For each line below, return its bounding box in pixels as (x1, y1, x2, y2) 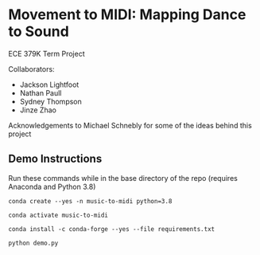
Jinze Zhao (19, 105, 57, 115)
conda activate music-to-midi (8, 211, 109, 219)
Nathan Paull (19, 88, 62, 97)
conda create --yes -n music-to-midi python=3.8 (8, 197, 173, 205)
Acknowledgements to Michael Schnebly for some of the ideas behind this (8, 120, 252, 130)
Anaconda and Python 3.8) (8, 182, 96, 191)
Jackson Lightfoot (19, 80, 80, 89)
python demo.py (8, 239, 59, 247)
